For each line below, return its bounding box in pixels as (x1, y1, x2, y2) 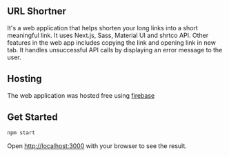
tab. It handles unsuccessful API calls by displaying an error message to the (7, 45, 223, 54)
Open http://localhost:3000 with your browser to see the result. (7, 142, 188, 150)
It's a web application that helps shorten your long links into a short (7, 23, 198, 32)
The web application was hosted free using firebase (7, 91, 155, 99)
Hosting (7, 73, 43, 85)
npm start (7, 129, 36, 136)
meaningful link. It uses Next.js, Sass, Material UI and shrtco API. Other (7, 31, 209, 39)
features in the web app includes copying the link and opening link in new (7, 38, 216, 47)
